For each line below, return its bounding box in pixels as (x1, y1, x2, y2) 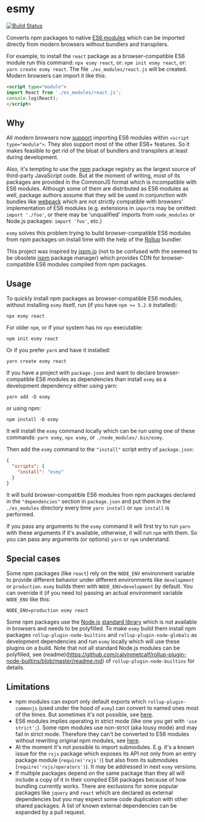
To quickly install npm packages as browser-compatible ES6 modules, (6, 295, 183, 302)
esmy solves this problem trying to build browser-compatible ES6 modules (6, 229, 191, 237)
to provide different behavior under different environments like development (6, 576, 195, 584)
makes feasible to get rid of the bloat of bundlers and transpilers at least (6, 147, 188, 154)
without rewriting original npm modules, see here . (15, 737, 140, 744)
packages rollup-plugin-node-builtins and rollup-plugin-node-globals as (6, 632, 197, 639)
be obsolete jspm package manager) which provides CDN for (6, 254, 160, 262)
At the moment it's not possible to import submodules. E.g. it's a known (15, 744, 195, 751)
